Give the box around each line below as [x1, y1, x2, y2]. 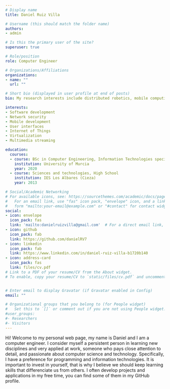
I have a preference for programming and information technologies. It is [5, 356, 154, 362]
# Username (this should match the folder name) [5, 21, 110, 26]
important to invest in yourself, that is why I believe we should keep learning [5, 362, 163, 368]
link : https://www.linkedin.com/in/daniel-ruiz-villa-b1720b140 [10, 251, 148, 256]
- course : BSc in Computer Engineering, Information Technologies [10, 156, 153, 161]
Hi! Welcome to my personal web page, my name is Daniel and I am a [5, 335, 149, 341]
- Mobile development [5, 119, 51, 124]
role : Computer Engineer [5, 58, 58, 63]
